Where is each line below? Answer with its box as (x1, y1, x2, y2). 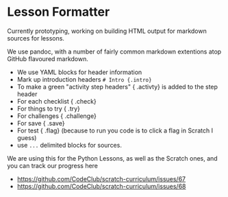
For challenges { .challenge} (16, 111, 97, 120)
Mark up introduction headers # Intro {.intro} (16, 75, 152, 83)
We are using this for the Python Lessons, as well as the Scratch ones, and (7, 154, 218, 162)
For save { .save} (16, 119, 65, 127)
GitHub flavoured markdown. (7, 54, 89, 62)
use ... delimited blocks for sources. (16, 141, 122, 149)
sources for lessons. (7, 34, 65, 42)
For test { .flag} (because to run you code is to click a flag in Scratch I (16, 126, 214, 135)
